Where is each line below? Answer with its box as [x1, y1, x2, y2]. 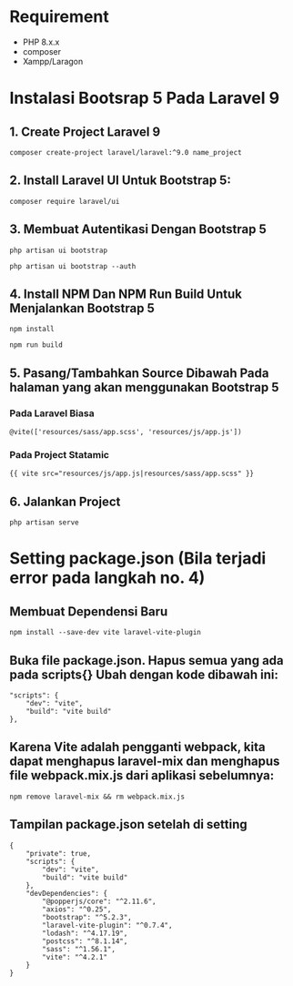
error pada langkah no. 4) [9, 567, 206, 588]
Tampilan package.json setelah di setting [9, 817, 248, 832]
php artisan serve [9, 518, 79, 527]
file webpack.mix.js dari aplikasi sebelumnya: [9, 767, 275, 784]
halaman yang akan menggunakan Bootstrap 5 [9, 380, 279, 395]
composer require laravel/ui [9, 197, 120, 206]
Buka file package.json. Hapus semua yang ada [9, 653, 284, 668]
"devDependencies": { [25, 889, 107, 898]
